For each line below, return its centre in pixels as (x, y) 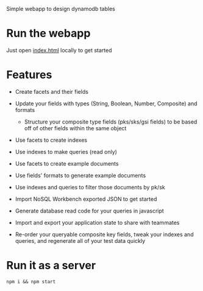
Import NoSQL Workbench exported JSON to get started (86, 199)
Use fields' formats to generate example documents (80, 175)
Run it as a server (51, 266)
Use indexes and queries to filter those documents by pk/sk (90, 187)
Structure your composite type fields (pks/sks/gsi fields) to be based (111, 122)
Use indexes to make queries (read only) (66, 152)
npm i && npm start (31, 282)
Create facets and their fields (52, 91)
